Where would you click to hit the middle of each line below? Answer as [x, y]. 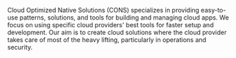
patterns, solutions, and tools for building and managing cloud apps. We [124, 17]
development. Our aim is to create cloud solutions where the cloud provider [117, 32]
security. [20, 47]
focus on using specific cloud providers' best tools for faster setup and [111, 25]
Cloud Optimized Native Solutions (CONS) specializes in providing [104, 10]
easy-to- [213, 10]
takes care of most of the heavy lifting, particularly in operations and [107, 40]
